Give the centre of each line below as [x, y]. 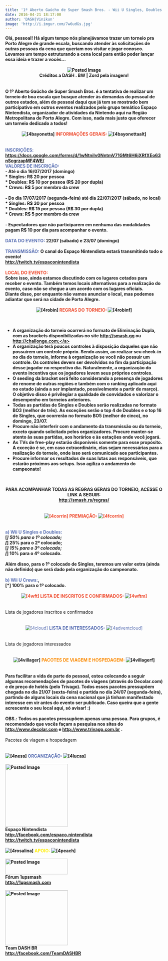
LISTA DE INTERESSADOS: [77, 628]
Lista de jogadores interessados [38, 644]
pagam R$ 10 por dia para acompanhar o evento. [56, 230]
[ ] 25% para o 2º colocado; [34, 543]
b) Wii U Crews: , [22, 580]
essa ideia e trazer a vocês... [35, 59]
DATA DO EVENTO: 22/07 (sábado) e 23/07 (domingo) [62, 241]
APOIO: [42, 851]
